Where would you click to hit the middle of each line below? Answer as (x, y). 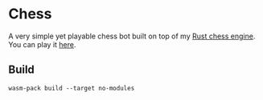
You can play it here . (42, 44)
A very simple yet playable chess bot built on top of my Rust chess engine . (132, 36)
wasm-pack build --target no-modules (72, 88)
